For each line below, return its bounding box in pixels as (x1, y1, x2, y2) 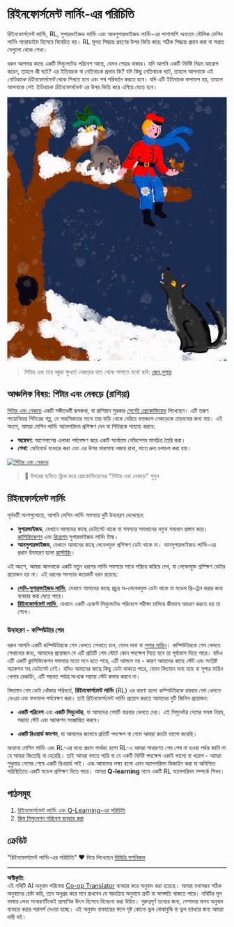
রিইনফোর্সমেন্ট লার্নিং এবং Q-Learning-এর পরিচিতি (17, 807, 126, 815)
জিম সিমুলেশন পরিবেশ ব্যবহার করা (17, 814, 84, 823)
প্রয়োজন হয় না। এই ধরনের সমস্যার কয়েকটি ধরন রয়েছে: (7, 570, 118, 578)
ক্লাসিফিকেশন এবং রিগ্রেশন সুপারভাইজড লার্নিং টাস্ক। (17, 532, 119, 541)
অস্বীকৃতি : (7, 873, 25, 882)
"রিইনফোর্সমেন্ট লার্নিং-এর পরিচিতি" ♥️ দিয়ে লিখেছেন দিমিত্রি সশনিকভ (7, 853, 146, 862)
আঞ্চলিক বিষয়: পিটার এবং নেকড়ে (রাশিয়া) (7, 388, 130, 399)
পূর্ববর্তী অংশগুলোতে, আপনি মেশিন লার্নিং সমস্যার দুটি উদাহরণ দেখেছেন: (7, 511, 145, 519)
